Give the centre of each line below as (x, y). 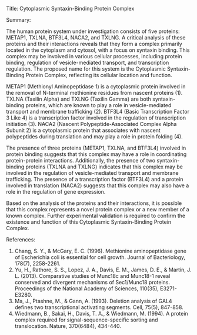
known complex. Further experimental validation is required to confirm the (96, 215)
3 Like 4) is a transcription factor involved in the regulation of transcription (96, 118)
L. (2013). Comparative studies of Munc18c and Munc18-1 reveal (92, 276)
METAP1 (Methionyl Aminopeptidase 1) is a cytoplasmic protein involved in (96, 87)
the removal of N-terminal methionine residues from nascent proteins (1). (94, 93)
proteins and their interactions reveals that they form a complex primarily (94, 44)
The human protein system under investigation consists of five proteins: (93, 31)
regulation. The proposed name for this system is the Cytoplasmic (86, 69)
